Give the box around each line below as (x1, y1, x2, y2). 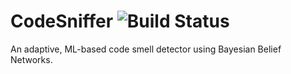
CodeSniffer (10, 10, 114, 33)
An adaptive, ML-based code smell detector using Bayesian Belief (10, 43, 282, 55)
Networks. (10, 53, 53, 65)
